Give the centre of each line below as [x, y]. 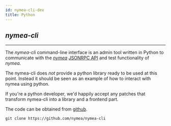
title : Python [20, 15]
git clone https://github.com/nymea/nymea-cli [55, 119]
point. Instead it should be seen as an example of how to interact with [78, 79]
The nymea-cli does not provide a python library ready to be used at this [81, 73]
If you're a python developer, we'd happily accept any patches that [75, 94]
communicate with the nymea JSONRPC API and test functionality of [77, 58]
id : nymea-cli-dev [25, 10]
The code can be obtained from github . [46, 109]
